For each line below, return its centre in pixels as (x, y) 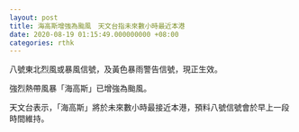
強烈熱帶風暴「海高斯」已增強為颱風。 (80, 88)
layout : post (34, 18)
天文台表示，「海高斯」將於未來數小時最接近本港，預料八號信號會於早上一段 (149, 108)
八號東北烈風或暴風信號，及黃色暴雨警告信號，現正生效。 (116, 69)
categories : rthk (42, 43)
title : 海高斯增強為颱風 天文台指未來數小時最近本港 (97, 26)
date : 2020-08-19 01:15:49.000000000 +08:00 (94, 34)
